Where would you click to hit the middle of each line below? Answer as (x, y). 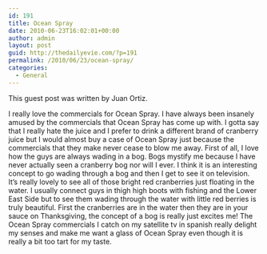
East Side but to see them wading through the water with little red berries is (132, 199)
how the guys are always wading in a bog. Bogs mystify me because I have (132, 156)
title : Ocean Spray (41, 23)
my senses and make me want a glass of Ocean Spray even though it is (126, 232)
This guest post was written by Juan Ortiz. (78, 98)
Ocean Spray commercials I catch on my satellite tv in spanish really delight (133, 224)
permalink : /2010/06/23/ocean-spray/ (71, 61)
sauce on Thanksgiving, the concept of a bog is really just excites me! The (131, 216)
